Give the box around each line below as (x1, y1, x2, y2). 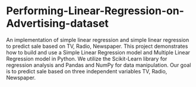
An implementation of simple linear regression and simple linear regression (6, 36, 189, 43)
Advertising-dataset (6, 17, 109, 30)
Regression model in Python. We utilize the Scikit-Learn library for (6, 55, 167, 62)
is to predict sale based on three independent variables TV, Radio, (6, 67, 167, 75)
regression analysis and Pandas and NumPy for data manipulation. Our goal (6, 61, 191, 69)
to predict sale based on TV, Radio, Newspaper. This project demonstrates (6, 43, 188, 50)
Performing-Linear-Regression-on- (6, 4, 184, 18)
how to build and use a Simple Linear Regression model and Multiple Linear (6, 49, 191, 56)
